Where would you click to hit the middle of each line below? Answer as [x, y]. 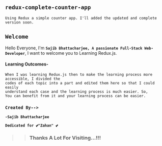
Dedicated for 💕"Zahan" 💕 [31, 126]
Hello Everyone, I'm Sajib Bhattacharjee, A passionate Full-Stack [74, 48]
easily [12, 87]
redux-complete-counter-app [48, 8]
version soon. [20, 22]
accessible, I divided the [33, 79]
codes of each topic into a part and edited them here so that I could [80, 83]
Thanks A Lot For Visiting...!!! [65, 138]
